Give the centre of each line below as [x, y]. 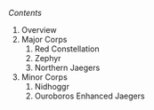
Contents [25, 13]
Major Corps [44, 39]
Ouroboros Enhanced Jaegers [89, 96]
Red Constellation [67, 49]
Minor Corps [44, 77]
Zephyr [48, 58]
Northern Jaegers [67, 67]
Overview [39, 30]
